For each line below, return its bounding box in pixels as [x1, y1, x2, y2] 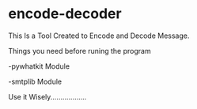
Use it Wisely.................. [8, 92, 87, 101]
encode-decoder [8, 5, 122, 23]
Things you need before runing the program [8, 46, 152, 55]
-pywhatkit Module [8, 61, 70, 71]
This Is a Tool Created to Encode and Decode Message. [8, 31, 190, 40]
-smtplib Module [8, 77, 62, 86]
